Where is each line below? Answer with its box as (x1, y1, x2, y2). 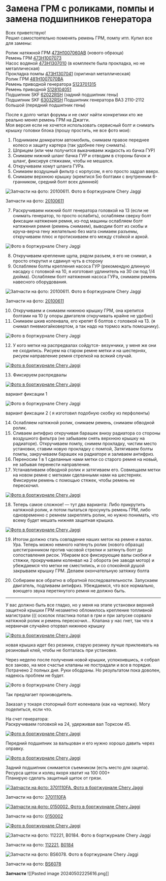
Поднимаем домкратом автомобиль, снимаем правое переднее (12, 136, 149, 143)
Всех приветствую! (5, 30, 46, 35)
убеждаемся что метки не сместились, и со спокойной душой (12, 562, 145, 568)
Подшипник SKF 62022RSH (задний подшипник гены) (5, 92, 119, 98)
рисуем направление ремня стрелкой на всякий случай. (12, 353, 133, 359)
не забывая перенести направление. (12, 461, 91, 467)
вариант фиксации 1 (5, 391, 47, 397)
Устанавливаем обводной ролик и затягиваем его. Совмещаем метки (12, 467, 161, 473)
